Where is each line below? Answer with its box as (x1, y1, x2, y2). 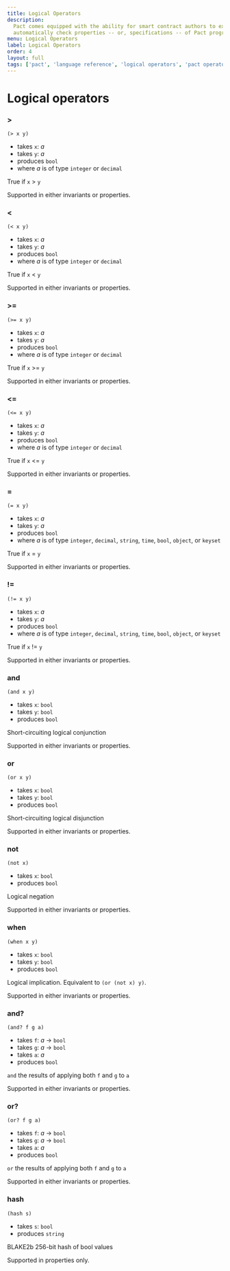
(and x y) (7, 688, 36, 695)
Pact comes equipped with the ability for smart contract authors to (13, 23, 216, 29)
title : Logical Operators (7, 10, 81, 17)
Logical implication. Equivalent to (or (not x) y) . (7, 978, 146, 986)
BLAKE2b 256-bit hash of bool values (7, 1242, 113, 1250)
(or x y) (7, 775, 32, 781)
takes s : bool (16, 1222, 53, 1230)
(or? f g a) (7, 1117, 41, 1124)
